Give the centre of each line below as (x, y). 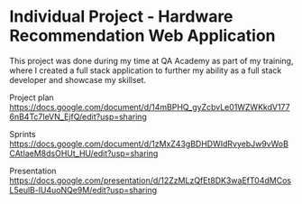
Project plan (32, 97)
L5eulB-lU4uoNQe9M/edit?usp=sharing (83, 190)
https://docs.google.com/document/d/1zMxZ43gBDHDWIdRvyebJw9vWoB (149, 144)
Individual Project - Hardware (121, 17)
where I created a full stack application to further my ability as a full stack (146, 70)
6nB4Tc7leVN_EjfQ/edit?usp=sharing (78, 116)
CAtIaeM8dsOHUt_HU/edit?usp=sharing (84, 153)
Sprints (23, 134)
